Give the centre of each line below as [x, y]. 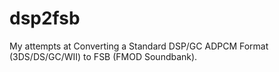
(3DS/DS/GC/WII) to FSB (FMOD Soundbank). [103, 56]
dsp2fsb [45, 18]
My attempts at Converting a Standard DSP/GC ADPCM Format [139, 46]
